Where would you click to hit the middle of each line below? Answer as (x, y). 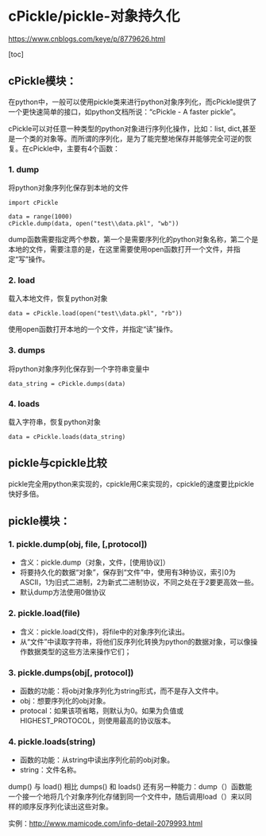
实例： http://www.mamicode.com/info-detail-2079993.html (106, 823)
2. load (22, 280)
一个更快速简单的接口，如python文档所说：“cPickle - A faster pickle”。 (124, 111)
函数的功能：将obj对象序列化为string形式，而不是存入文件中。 (121, 691)
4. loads (24, 403)
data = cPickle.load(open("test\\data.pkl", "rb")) (95, 314)
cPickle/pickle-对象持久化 (94, 16)
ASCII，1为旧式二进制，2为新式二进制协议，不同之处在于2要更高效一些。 (139, 582)
